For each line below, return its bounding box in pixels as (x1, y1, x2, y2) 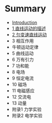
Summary (4, 3, 46, 14)
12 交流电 (11, 94, 31, 100)
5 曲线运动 (11, 50, 34, 56)
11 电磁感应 (11, 88, 35, 94)
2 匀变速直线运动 (11, 31, 47, 37)
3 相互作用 (11, 38, 34, 44)
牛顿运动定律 (11, 44, 38, 50)
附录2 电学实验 (11, 113, 43, 119)
